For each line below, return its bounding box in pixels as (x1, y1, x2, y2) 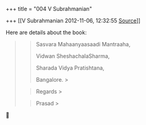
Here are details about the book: (5, 29, 87, 36)
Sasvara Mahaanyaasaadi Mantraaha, (35, 41, 131, 48)
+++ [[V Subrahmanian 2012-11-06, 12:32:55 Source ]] (5, 17, 141, 24)
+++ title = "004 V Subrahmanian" (5, 5, 92, 12)
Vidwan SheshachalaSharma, (35, 52, 110, 60)
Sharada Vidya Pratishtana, (35, 64, 104, 71)
